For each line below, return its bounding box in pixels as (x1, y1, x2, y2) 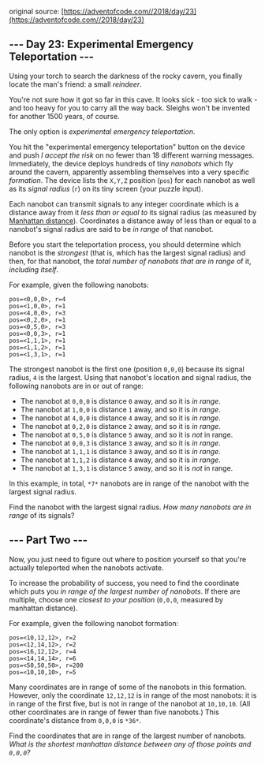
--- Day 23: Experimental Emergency (9, 38, 194, 51)
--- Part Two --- (9, 534, 88, 547)
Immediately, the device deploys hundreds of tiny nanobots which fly (9, 158, 233, 168)
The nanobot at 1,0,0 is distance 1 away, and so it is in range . (20, 404, 222, 414)
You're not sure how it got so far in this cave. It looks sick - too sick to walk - (9, 95, 258, 104)
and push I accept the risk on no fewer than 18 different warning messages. (9, 150, 255, 160)
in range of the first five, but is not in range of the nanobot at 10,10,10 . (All (9, 699, 251, 708)
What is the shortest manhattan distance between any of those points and (9, 739, 252, 748)
